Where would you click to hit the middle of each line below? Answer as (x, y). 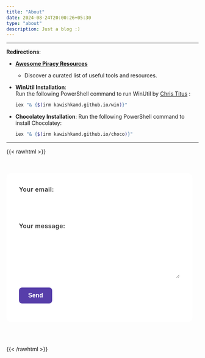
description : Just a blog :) (43, 29)
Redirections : (24, 52)
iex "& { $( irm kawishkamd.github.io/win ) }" (71, 105)
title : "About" (26, 12)
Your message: (42, 226)
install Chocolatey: (38, 123)
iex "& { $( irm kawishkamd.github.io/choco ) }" (74, 135)
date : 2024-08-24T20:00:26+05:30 (49, 18)
